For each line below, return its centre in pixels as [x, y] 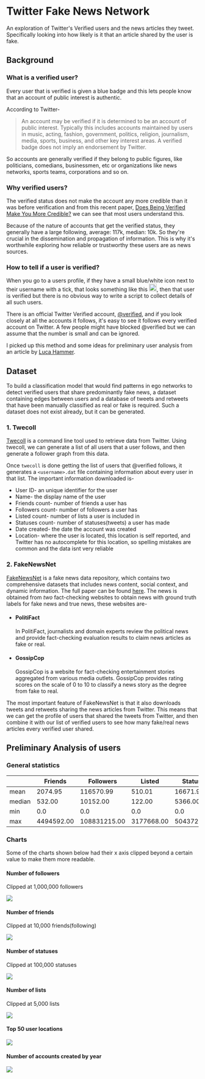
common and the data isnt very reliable [64, 549]
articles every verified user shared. [50, 729]
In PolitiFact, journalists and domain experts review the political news [102, 631]
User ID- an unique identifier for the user [66, 490]
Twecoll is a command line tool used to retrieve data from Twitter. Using [97, 441]
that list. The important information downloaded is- [70, 479]
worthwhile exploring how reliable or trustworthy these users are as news [99, 245]
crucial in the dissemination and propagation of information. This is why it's [101, 238]
